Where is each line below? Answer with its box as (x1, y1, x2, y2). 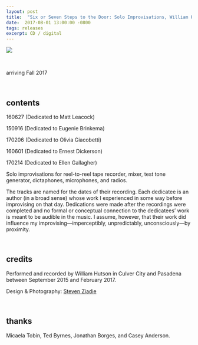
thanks (6, 316, 32, 326)
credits (6, 254, 33, 264)
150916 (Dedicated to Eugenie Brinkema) (6, 124, 105, 132)
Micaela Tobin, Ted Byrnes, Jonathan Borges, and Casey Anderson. (6, 331, 170, 339)
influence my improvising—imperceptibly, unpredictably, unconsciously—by (6, 219, 191, 226)
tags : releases (6, 25, 44, 31)
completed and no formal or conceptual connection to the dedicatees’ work (6, 207, 190, 214)
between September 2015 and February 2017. (6, 276, 117, 283)
